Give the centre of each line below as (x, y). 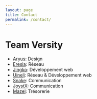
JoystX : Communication (38, 86)
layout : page (19, 10)
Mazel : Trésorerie (31, 91)
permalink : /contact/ (28, 19)
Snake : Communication (37, 81)
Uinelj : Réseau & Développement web (52, 75)
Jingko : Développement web (43, 70)
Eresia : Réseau (28, 64)
